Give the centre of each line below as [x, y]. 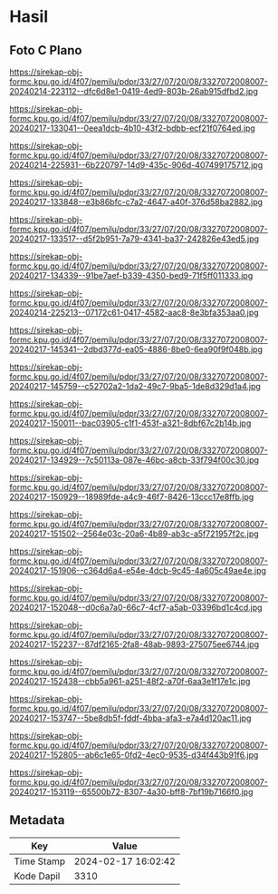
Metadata [37, 820]
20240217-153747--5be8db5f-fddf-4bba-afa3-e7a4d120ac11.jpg [130, 718]
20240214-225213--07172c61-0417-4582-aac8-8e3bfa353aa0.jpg [134, 312]
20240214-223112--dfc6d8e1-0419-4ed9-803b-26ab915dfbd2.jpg [134, 91]
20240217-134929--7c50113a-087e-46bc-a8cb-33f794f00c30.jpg [134, 460]
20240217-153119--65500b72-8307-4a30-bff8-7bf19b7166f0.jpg [131, 792]
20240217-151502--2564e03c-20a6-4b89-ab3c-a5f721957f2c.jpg [134, 534]
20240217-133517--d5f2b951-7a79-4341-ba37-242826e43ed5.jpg [134, 239]
